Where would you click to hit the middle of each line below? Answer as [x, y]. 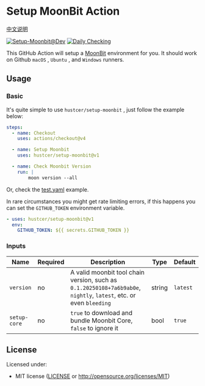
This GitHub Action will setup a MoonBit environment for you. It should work [102, 53]
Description [108, 262]
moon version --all [53, 178]
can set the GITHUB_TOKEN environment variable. [66, 208]
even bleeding [90, 303]
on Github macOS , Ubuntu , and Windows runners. [65, 59]
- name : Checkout [34, 133]
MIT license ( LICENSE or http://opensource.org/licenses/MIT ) [92, 376]
